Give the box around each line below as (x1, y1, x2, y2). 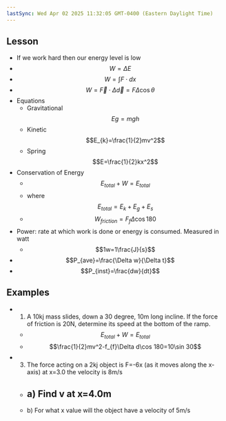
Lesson (6, 36, 39, 47)
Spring (26, 147, 46, 155)
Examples (6, 287, 50, 299)
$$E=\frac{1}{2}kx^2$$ (92, 158, 159, 166)
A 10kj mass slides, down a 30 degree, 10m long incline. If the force (26, 312, 218, 321)
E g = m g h (111, 115, 140, 123)
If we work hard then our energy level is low (16, 54, 141, 62)
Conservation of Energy (16, 169, 84, 177)
